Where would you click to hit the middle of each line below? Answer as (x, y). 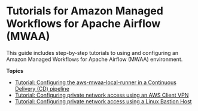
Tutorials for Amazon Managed (85, 11)
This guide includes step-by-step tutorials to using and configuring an (92, 53)
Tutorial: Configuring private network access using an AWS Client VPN (102, 95)
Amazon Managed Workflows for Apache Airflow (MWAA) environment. (95, 59)
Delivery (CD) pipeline (42, 88)
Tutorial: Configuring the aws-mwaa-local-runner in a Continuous (95, 82)
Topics (15, 70)
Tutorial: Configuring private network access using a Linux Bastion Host (103, 101)
